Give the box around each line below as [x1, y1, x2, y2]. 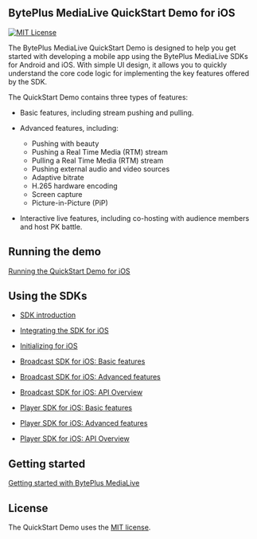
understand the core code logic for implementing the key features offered [8, 68, 250, 78]
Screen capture [31, 189, 83, 199]
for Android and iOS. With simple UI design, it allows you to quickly [8, 60, 228, 69]
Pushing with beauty [31, 139, 99, 148]
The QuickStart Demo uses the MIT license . [8, 522, 151, 533]
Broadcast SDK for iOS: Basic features [19, 356, 146, 366]
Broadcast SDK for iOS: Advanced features [19, 372, 161, 382]
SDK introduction [19, 310, 76, 320]
